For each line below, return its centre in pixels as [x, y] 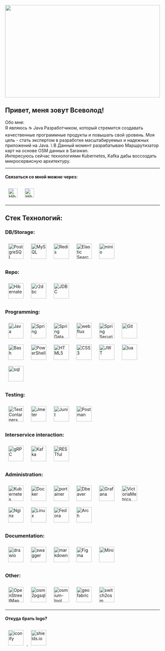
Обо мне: [15, 122]
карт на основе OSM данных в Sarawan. [47, 150]
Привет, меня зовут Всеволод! [55, 110]
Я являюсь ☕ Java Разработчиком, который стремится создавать [74, 128]
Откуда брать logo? [26, 618]
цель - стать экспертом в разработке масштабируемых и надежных [77, 140]
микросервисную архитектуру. [38, 161]
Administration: [24, 474]
